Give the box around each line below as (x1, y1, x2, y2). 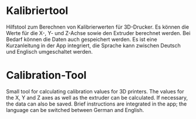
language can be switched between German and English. (6, 106, 144, 113)
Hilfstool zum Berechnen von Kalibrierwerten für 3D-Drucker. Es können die (6, 23, 190, 30)
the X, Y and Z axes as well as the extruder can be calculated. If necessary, (6, 94, 188, 101)
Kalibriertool (6, 4, 69, 17)
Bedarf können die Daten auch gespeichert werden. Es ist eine (6, 36, 157, 43)
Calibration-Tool (6, 69, 87, 82)
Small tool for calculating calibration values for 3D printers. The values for (6, 87, 184, 94)
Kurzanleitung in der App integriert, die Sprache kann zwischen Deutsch (6, 42, 181, 49)
